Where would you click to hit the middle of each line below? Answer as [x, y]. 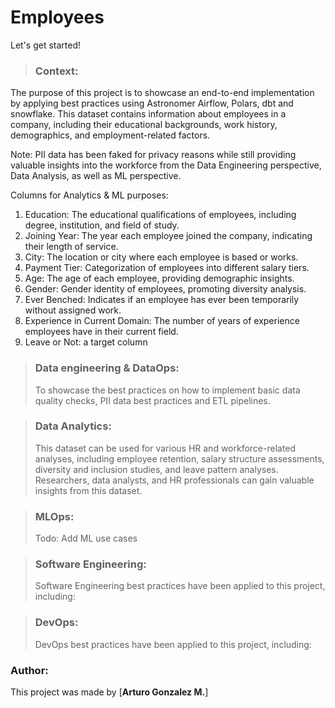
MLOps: [54, 516]
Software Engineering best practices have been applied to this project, [180, 586]
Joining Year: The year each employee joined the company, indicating [168, 236]
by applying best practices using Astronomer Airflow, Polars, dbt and [152, 103]
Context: [56, 71]
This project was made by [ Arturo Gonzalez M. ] [109, 692]
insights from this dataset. [88, 490]
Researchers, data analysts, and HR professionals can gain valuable [174, 480]
